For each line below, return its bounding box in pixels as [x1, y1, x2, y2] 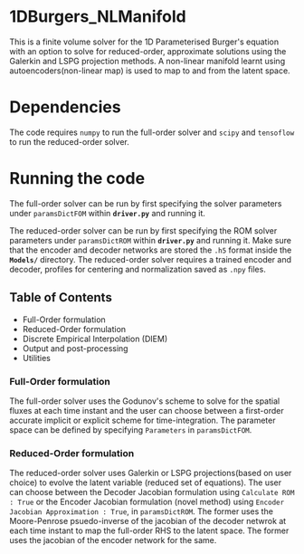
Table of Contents [9, 290, 113, 305]
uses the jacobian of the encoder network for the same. [9, 535, 217, 546]
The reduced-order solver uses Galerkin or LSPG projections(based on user [9, 468, 292, 479]
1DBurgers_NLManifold [9, 6, 187, 27]
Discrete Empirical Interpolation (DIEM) [22, 333, 168, 344]
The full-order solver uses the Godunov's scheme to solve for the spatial [9, 396, 280, 406]
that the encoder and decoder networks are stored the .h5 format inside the [9, 244, 292, 255]
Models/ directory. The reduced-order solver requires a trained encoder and [9, 253, 292, 264]
